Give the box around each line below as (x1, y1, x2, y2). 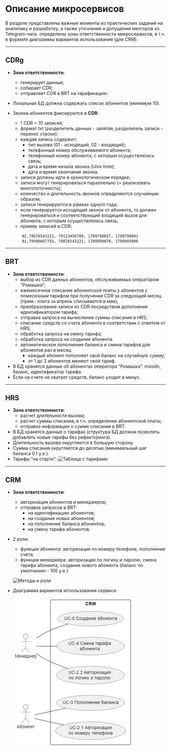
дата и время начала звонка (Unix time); (27, 163, 116, 169)
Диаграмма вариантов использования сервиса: (12, 588, 118, 594)
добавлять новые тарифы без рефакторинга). (12, 434, 112, 440)
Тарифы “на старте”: (12, 456, 57, 462)
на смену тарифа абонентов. (27, 526, 91, 532)
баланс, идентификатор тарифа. (12, 368, 82, 374)
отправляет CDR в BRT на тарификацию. (20, 90, 108, 96)
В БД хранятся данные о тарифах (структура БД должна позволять (12, 429, 160, 435)
